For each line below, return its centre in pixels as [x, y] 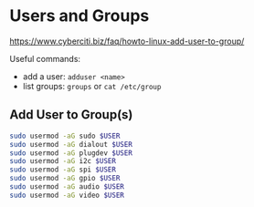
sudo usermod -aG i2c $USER [63, 161]
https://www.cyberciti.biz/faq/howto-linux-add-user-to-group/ [127, 41]
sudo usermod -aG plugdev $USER [71, 153]
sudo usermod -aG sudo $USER [65, 136]
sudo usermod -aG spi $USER [63, 170]
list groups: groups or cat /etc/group [92, 86]
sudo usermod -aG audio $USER [67, 187]
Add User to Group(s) [71, 115]
